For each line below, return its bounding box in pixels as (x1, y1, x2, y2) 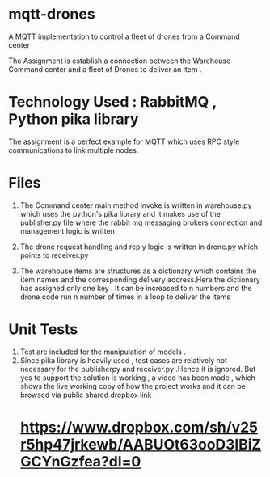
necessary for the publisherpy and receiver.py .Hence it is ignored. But (19, 364, 256, 374)
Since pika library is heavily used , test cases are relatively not (19, 355, 228, 365)
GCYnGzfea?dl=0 (19, 452, 141, 471)
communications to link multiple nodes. (8, 145, 139, 154)
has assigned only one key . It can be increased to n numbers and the (19, 283, 252, 293)
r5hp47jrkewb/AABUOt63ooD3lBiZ (19, 435, 262, 454)
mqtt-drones (8, 5, 95, 23)
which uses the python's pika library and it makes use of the (19, 209, 221, 218)
